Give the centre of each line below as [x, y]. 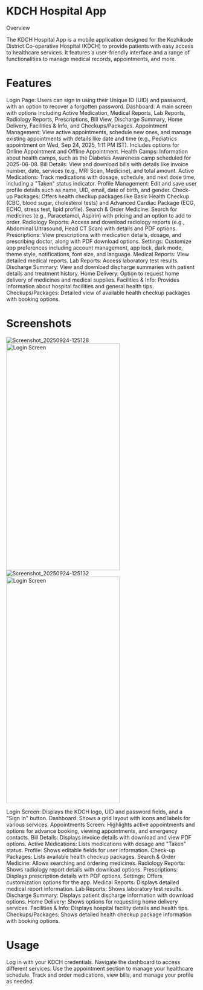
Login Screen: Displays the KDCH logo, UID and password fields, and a [95, 812]
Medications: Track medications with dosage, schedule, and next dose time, [101, 177]
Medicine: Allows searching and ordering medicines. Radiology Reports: [96, 863]
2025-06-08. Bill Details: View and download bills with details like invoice [97, 164]
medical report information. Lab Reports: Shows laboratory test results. [95, 888]
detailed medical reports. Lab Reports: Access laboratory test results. [93, 260]
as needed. [20, 981]
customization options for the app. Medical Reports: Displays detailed [93, 882]
